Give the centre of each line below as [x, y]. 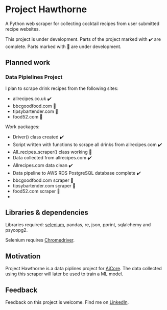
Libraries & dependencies [47, 213]
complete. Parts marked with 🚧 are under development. [63, 46]
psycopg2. [17, 230]
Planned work [28, 63]
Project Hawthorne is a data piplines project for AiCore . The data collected [83, 269]
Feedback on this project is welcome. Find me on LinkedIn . [67, 302]
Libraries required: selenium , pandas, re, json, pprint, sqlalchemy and [78, 225]
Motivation [23, 256]
